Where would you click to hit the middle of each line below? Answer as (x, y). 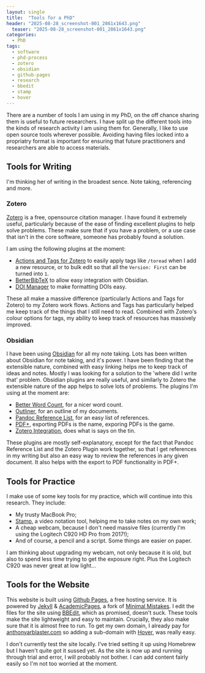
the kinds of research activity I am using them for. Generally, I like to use (97, 128)
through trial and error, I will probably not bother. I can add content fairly (97, 657)
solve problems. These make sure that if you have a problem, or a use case (101, 230)
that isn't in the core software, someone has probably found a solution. (95, 237)
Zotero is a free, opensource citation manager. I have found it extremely (97, 217)
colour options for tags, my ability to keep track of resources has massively (101, 318)
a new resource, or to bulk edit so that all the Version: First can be (101, 267)
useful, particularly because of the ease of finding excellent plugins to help (101, 224)
